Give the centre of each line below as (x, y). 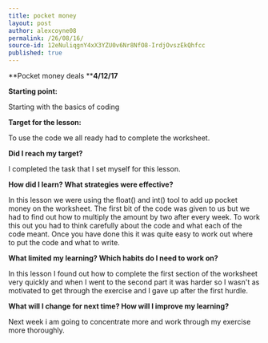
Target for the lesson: (45, 122)
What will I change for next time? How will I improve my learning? (119, 306)
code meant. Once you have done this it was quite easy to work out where (131, 234)
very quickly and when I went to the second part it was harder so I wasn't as (134, 282)
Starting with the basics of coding (64, 107)
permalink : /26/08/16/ (46, 38)
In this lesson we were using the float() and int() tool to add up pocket (123, 200)
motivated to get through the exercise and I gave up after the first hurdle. (128, 291)
